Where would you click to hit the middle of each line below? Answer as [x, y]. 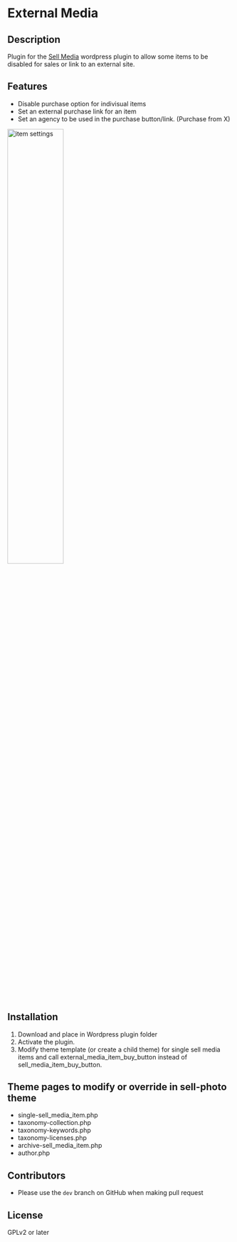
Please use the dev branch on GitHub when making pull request [111, 1193]
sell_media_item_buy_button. [60, 1064]
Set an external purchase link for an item [77, 111]
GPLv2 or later [28, 1233]
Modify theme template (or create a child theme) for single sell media [119, 1049]
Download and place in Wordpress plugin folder [88, 1034]
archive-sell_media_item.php [60, 1146]
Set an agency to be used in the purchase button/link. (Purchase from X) [124, 118]
